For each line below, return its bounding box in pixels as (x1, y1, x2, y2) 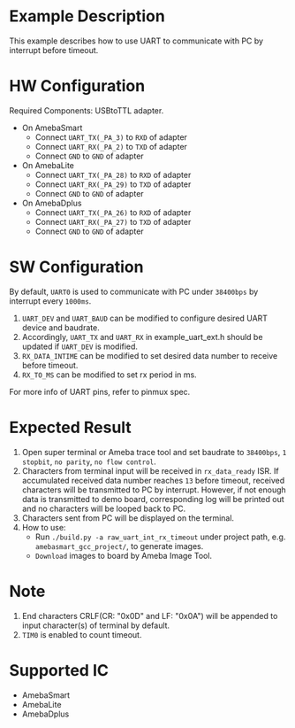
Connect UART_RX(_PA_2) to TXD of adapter (34, 141, 188, 151)
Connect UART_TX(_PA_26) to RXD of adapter (34, 206, 192, 218)
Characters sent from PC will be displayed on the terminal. (21, 512, 235, 523)
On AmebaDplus (21, 197, 82, 208)
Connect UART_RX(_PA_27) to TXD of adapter (34, 216, 192, 227)
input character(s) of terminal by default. (21, 620, 170, 631)
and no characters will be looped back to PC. (21, 503, 186, 514)
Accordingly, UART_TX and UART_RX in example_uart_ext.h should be (21, 331, 263, 342)
